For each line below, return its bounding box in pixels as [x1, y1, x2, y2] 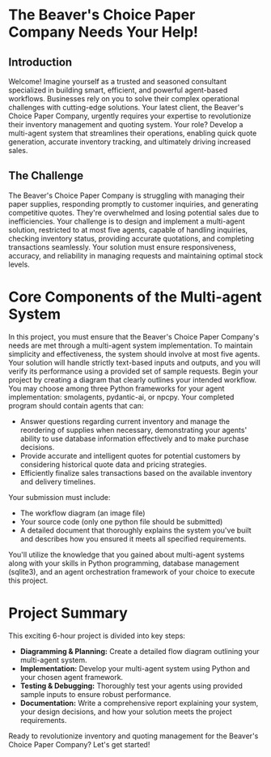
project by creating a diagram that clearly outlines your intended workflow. [8, 374, 257, 384]
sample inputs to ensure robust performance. [19, 689, 171, 699]
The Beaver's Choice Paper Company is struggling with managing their [8, 190, 245, 200]
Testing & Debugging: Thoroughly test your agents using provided [19, 681, 243, 691]
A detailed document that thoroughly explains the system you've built [19, 525, 252, 535]
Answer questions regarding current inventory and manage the [19, 416, 231, 426]
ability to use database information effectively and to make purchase [19, 434, 249, 443]
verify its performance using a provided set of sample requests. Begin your [8, 366, 259, 376]
